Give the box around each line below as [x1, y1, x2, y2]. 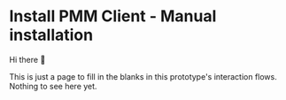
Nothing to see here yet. [9, 81, 97, 91]
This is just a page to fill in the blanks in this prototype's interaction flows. [9, 71, 277, 81]
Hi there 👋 [9, 54, 46, 65]
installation [9, 25, 94, 45]
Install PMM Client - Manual [9, 6, 217, 27]
